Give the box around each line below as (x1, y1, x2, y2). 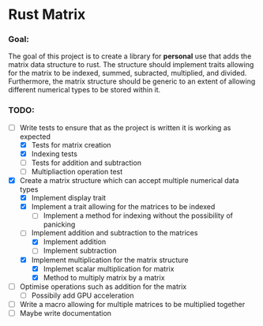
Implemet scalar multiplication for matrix (43, 264, 175, 273)
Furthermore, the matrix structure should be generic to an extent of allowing (8, 77, 256, 86)
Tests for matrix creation (31, 140, 112, 149)
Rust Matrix (8, 6, 86, 24)
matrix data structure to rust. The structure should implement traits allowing (8, 60, 254, 69)
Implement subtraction (43, 246, 117, 256)
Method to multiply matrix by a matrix (43, 272, 165, 282)
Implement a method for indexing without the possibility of (43, 211, 233, 220)
